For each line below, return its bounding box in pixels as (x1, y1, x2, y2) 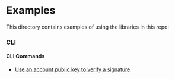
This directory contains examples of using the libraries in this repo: (6, 23, 170, 30)
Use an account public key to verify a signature (14, 66, 131, 73)
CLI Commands (6, 53, 45, 60)
